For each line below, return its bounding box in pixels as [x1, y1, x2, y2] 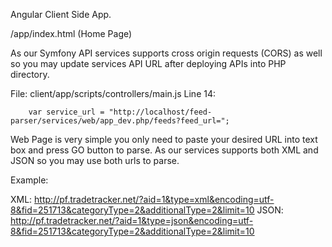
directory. [10, 69, 50, 80]
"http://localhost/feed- [108, 107, 213, 117]
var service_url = [28, 107, 105, 117]
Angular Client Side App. [10, 9, 112, 20]
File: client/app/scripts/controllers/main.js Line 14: [10, 88, 217, 99]
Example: [10, 174, 49, 186]
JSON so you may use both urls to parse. [10, 155, 180, 166]
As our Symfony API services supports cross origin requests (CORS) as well [10, 47, 323, 59]
